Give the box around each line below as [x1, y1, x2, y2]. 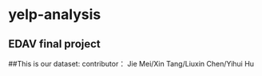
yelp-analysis [8, 6, 101, 24]
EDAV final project [8, 37, 101, 51]
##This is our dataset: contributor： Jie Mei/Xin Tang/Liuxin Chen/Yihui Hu [8, 59, 254, 68]
